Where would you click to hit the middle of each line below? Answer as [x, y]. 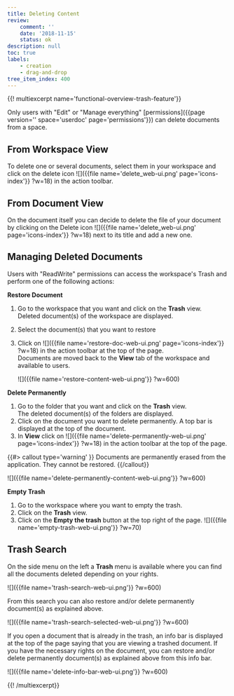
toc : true [22, 53]
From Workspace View [58, 149]
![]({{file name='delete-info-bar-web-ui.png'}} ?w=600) [88, 671]
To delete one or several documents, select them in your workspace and [112, 166]
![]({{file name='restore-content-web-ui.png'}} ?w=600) [98, 378]
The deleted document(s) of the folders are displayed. [95, 414]
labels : [19, 60]
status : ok [36, 40]
